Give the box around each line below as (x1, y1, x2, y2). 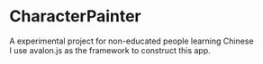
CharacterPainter (9, 6, 141, 27)
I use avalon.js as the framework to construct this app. (9, 44, 212, 55)
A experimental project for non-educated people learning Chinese (9, 36, 254, 46)
